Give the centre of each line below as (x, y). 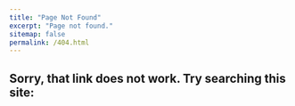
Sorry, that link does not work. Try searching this (148, 78)
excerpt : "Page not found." (61, 26)
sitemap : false (37, 34)
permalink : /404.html (49, 42)
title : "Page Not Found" (55, 17)
